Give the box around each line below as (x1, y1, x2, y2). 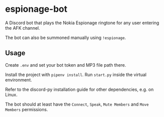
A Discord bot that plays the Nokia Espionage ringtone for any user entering (5, 20, 160, 26)
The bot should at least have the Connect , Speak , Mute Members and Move (5, 101, 149, 107)
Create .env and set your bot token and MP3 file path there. (5, 62, 126, 68)
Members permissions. (5, 106, 48, 112)
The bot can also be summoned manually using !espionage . (5, 35, 126, 40)
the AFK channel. (5, 25, 41, 31)
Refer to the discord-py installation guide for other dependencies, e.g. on (5, 86, 154, 92)
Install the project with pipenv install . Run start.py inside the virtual (5, 72, 147, 78)
